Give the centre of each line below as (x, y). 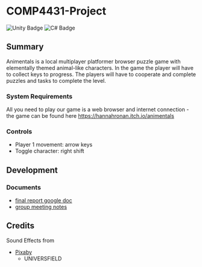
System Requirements (39, 96)
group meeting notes (41, 207)
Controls (19, 131)
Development (32, 170)
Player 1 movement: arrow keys (54, 145)
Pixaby (23, 252)
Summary (25, 47)
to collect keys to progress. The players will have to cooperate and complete (101, 74)
